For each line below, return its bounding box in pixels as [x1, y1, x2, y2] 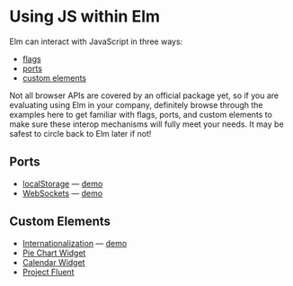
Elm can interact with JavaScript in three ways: [9, 36, 183, 47]
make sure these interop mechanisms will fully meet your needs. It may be [9, 119, 285, 130]
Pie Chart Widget [22, 247, 86, 258]
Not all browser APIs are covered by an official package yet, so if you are [9, 90, 280, 101]
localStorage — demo [22, 178, 103, 189]
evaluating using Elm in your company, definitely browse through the [9, 99, 263, 110]
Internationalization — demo [22, 237, 128, 248]
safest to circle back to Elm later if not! [9, 128, 152, 139]
